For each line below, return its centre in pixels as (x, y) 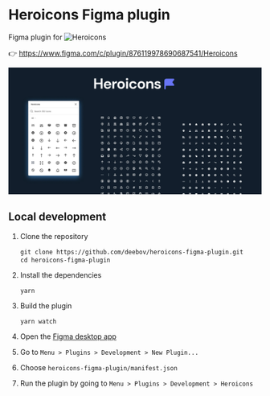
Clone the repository (54, 236)
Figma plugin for (35, 37)
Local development (57, 217)
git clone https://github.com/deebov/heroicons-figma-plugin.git (131, 252)
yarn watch (38, 321)
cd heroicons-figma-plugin (65, 260)
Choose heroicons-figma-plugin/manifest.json (99, 367)
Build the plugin (46, 305)
